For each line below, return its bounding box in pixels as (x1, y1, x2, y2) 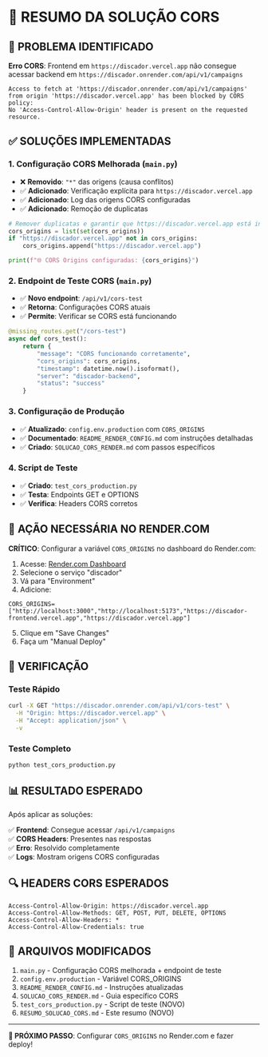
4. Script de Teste (8, 462, 78, 473)
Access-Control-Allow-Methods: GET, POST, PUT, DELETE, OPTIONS (8, 908, 227, 917)
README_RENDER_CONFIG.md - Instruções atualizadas (19, 983, 183, 992)
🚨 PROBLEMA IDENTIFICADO (8, 40, 154, 54)
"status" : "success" (37, 380, 105, 388)
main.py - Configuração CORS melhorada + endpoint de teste (19, 966, 222, 975)
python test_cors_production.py (8, 761, 116, 769)
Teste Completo (8, 743, 72, 754)
